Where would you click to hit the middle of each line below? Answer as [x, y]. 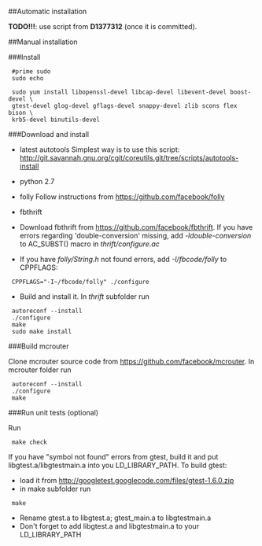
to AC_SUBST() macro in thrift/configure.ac [89, 244]
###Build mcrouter [39, 346]
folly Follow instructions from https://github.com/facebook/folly [122, 197]
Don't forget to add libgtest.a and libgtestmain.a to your [109, 526]
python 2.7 [37, 181]
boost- [241, 92]
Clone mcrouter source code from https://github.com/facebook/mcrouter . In [131, 362]
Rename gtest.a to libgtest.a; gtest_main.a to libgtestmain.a [115, 518]
